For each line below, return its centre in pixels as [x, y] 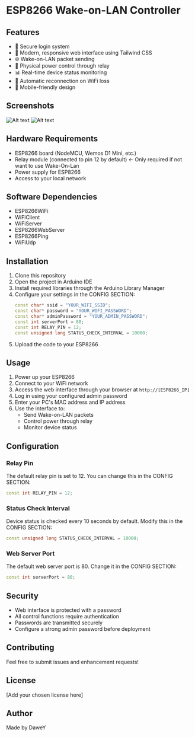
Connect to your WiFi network [51, 384]
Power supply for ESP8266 [48, 172]
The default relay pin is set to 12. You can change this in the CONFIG [89, 476]
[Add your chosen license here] [45, 695]
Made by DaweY [26, 728]
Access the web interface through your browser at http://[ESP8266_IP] [102, 390]
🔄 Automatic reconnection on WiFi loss [62, 81]
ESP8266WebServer [40, 230]
